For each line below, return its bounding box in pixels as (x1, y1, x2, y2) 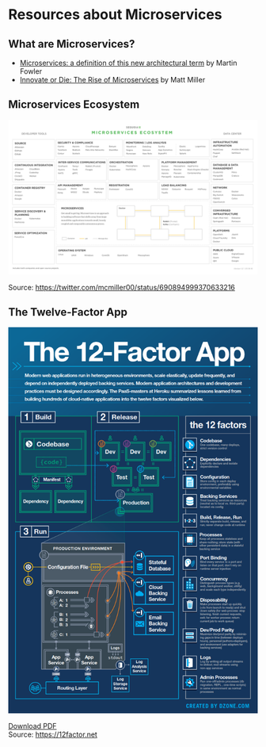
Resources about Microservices (8, 6, 223, 24)
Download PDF (8, 722, 57, 731)
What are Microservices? (8, 37, 135, 51)
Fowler (19, 67, 42, 76)
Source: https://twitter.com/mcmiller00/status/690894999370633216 (8, 282, 236, 292)
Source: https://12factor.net (8, 730, 97, 739)
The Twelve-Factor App (8, 305, 128, 319)
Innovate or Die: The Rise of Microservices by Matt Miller (19, 75, 206, 84)
